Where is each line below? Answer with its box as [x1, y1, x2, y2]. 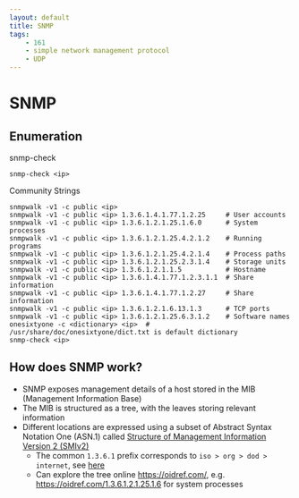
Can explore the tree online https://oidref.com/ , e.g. [35, 468, 226, 479]
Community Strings [9, 185, 81, 196]
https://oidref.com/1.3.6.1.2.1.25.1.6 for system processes [35, 478, 243, 489]
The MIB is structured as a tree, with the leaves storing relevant [21, 402, 257, 413]
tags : [9, 30, 30, 38]
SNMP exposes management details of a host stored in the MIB [21, 384, 256, 394]
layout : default [9, 13, 70, 22]
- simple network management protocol [25, 46, 170, 55]
